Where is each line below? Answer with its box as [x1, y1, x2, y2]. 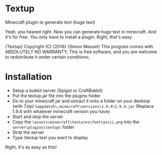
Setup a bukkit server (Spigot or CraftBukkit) [12, 87, 103, 93]
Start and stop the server [12, 114, 63, 120]
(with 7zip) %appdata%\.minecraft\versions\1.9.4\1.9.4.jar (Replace [12, 103, 154, 109]
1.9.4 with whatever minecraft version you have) [12, 108, 110, 114]
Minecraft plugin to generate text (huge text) [5, 19, 95, 25]
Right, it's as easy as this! [5, 144, 57, 150]
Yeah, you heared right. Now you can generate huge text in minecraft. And [5, 29, 157, 34]
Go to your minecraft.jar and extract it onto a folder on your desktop [12, 98, 151, 104]
